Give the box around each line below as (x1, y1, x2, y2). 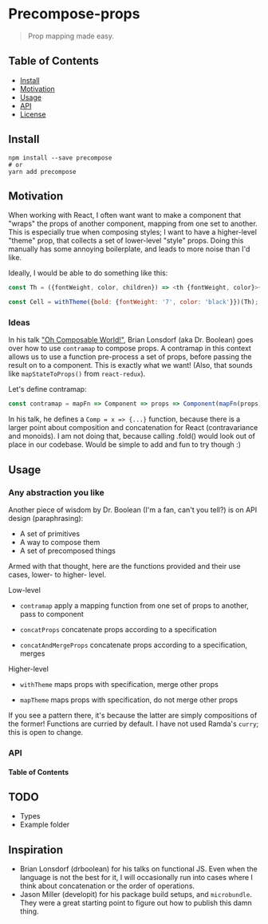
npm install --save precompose (8, 153, 112, 162)
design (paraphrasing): (8, 513, 84, 523)
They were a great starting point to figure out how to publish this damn (19, 898, 253, 908)
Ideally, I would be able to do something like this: (8, 268, 168, 278)
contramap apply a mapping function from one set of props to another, (19, 600, 249, 610)
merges (19, 648, 45, 658)
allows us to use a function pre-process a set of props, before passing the (8, 352, 252, 361)
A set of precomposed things (19, 546, 116, 555)
